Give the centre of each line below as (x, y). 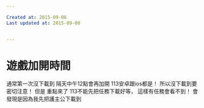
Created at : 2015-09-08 (37, 17)
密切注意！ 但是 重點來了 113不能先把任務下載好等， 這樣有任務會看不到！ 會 (102, 92)
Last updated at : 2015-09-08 (43, 23)
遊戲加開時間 (39, 66)
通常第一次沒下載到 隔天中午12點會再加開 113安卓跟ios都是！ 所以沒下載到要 (102, 84)
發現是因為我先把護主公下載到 (44, 99)
